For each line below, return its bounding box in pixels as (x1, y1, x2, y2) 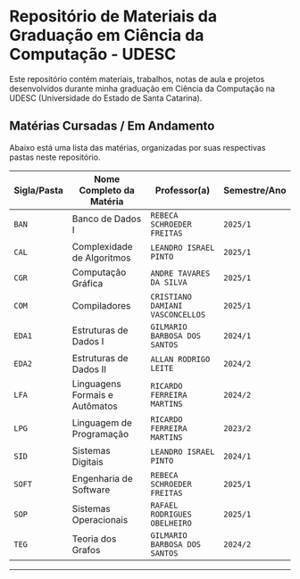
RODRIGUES (150, 509, 192, 519)
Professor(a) (154, 184, 211, 196)
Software (71, 484, 111, 496)
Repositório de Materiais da (9, 6, 218, 27)
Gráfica (71, 277, 104, 289)
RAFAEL (150, 500, 179, 510)
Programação (71, 427, 129, 440)
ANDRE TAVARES (150, 268, 211, 278)
